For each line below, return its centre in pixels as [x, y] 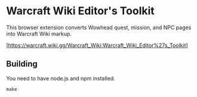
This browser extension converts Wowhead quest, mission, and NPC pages [99, 27]
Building [22, 64]
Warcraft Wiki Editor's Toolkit [81, 11]
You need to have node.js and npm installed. [61, 78]
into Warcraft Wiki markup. [39, 33]
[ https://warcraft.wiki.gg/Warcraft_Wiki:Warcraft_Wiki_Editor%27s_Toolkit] [97, 45]
